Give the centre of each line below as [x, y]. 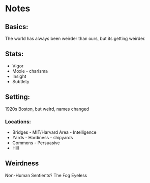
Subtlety [21, 81]
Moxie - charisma [30, 71]
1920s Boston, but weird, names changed [47, 109]
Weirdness [22, 164]
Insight [19, 76]
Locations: [18, 122]
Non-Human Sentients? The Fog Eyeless [46, 175]
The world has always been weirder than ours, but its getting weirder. [75, 38]
